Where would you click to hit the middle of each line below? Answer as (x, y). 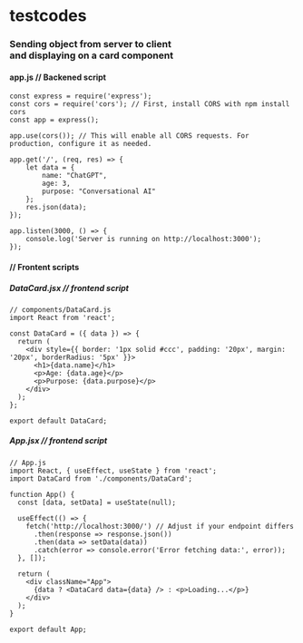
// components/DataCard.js (60, 309)
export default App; (49, 629)
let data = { (50, 168)
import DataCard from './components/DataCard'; (101, 478)
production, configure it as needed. (81, 144)
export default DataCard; (58, 421)
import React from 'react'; (63, 317)
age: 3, (56, 184)
